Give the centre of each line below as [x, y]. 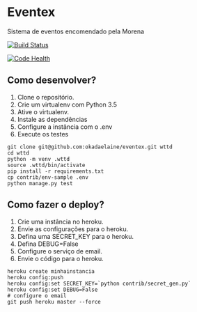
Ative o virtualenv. [43, 111]
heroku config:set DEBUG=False [53, 290]
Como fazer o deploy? [56, 205]
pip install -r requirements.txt [56, 171]
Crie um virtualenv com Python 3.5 [67, 104]
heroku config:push [36, 277]
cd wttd [18, 153]
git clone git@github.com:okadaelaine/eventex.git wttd [90, 147]
